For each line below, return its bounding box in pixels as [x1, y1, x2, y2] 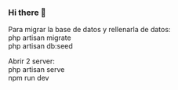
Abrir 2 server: [8, 56, 55, 66]
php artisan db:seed [8, 41, 73, 51]
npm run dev [8, 74, 49, 83]
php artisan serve [8, 65, 65, 74]
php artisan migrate [8, 33, 72, 42]
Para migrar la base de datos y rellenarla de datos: [8, 25, 171, 34]
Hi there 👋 [8, 7, 47, 18]
